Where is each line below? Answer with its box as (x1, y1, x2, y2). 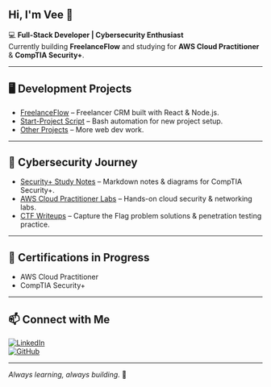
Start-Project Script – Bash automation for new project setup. (19, 116, 223, 126)
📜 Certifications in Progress (8, 251, 150, 264)
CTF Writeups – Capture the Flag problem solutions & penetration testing (19, 211, 262, 221)
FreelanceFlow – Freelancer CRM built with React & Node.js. (19, 107, 219, 117)
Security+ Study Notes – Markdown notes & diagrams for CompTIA (19, 177, 243, 186)
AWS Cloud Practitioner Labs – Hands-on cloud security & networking (19, 194, 252, 204)
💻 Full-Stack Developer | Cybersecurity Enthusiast (8, 30, 184, 40)
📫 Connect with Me (8, 312, 110, 327)
